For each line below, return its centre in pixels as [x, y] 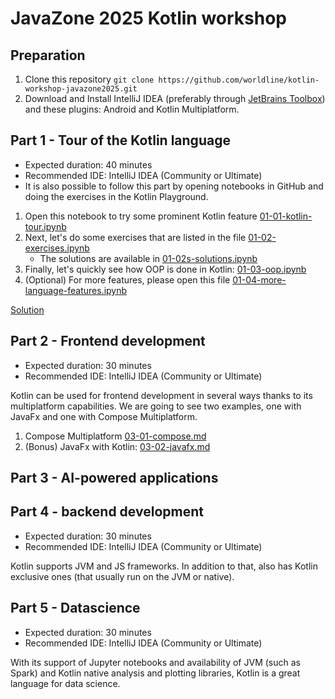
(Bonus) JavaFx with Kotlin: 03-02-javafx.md [117, 446]
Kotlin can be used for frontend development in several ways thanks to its [161, 395]
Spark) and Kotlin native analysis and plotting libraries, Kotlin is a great [155, 673]
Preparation [48, 55]
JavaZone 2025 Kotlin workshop [148, 18]
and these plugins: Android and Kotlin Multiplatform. [132, 109]
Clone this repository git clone [89, 79]
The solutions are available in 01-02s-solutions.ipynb [148, 258]
